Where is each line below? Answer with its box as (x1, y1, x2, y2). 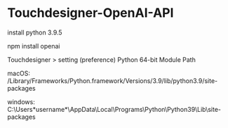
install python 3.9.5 (7, 28, 62, 37)
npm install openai (7, 41, 60, 50)
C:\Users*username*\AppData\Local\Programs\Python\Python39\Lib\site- (7, 105, 222, 113)
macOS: (7, 69, 30, 77)
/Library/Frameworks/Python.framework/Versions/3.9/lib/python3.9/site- (7, 76, 218, 85)
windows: (7, 97, 35, 106)
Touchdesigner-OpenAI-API (7, 5, 174, 21)
